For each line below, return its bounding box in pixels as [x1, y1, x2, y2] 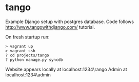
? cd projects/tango [5, 53, 50, 58]
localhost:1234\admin [5, 71, 51, 78]
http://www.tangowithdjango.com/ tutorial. [5, 24, 95, 30]
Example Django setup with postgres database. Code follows [5, 18, 134, 25]
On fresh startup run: [5, 34, 50, 40]
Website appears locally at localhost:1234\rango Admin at [5, 66, 127, 72]
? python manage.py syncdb [5, 57, 63, 63]
